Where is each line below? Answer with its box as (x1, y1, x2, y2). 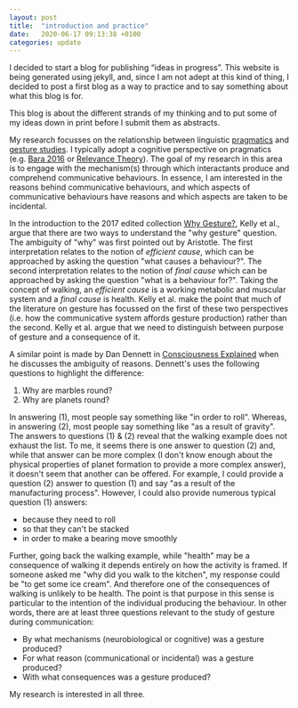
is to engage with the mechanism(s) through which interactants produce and (9, 163, 290, 174)
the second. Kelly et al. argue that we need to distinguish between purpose (9, 322, 285, 333)
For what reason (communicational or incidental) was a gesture (21, 653, 254, 663)
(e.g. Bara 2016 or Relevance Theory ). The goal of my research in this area (9, 153, 283, 165)
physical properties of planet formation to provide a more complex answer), (9, 460, 286, 470)
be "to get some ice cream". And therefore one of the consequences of (9, 579, 270, 590)
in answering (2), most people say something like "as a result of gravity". (9, 421, 276, 432)
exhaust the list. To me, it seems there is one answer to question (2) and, (9, 440, 276, 451)
